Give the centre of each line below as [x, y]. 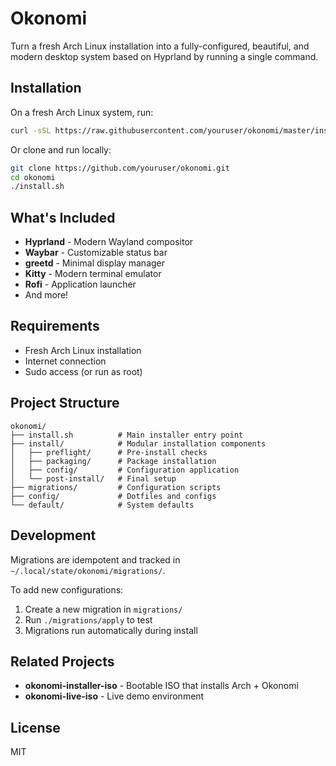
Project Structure [65, 403]
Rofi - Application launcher [80, 284]
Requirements [55, 326]
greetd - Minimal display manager [95, 263]
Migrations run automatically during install [111, 630]
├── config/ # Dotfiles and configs [113, 496]
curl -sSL [31, 130]
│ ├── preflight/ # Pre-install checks [109, 452]
